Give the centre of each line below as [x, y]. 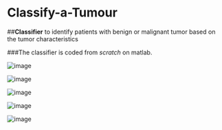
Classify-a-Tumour [63, 13]
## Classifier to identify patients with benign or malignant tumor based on [111, 32]
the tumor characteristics [43, 39]
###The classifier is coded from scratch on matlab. [80, 52]
